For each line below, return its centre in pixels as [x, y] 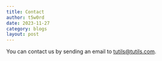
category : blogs [27, 29]
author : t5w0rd [25, 18]
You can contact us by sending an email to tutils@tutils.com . [81, 51]
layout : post [23, 34]
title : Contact [25, 12]
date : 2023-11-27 [28, 23]
